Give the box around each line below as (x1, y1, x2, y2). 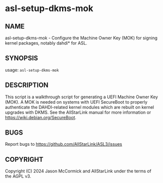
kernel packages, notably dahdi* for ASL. (5, 40, 87, 46)
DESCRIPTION (5, 81, 49, 90)
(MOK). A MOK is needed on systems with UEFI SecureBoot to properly (5, 99, 148, 105)
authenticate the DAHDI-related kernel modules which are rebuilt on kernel (5, 104, 154, 110)
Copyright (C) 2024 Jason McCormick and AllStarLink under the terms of (5, 168, 151, 174)
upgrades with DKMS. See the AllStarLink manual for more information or (5, 109, 151, 115)
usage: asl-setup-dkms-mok (5, 67, 59, 73)
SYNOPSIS (5, 54, 38, 62)
